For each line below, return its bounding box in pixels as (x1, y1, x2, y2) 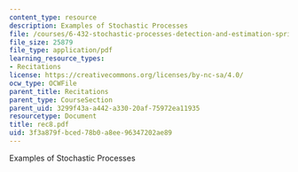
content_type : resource (9, 12, 98, 22)
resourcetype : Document (9, 112, 98, 121)
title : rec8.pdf (9, 121, 69, 129)
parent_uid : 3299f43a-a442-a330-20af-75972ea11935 (9, 104, 200, 113)
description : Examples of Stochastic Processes (9, 21, 189, 30)
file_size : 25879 (9, 37, 74, 47)
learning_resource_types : (9, 54, 105, 63)
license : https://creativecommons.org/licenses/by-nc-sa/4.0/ (9, 71, 244, 80)
